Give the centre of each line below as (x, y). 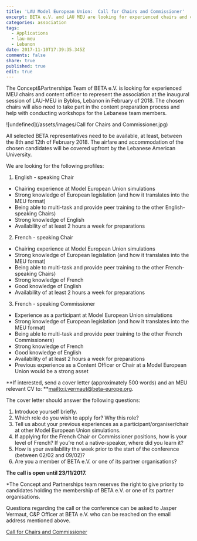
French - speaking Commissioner (55, 304)
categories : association (36, 22)
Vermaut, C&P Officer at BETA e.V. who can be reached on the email (89, 515)
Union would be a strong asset (52, 371)
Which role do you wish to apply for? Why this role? (77, 418)
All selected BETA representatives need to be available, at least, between (94, 136)
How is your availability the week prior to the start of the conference (97, 449)
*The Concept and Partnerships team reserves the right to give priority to (95, 484)
